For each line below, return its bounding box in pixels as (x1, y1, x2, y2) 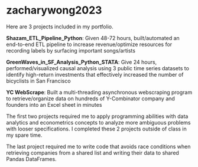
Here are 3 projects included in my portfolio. (6, 23, 113, 30)
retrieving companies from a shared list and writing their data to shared (6, 149, 179, 156)
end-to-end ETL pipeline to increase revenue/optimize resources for (6, 41, 173, 48)
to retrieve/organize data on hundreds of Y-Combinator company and (6, 95, 176, 102)
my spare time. (6, 131, 43, 139)
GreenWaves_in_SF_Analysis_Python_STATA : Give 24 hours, (6, 58, 157, 66)
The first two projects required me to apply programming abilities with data (6, 113, 189, 120)
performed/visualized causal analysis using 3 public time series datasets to (6, 64, 189, 71)
